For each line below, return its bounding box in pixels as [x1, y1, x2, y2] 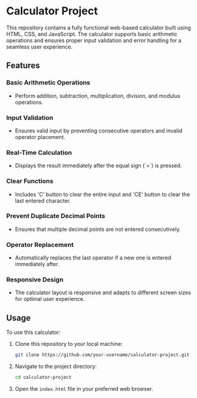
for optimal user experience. [14, 296, 85, 303]
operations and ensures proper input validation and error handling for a [6, 37, 181, 44]
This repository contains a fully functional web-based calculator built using [6, 24, 191, 31]
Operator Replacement [6, 240, 74, 249]
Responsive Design [6, 276, 64, 284]
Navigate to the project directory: [14, 363, 97, 370]
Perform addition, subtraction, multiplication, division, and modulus [14, 92, 181, 99]
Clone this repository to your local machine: [14, 340, 123, 348]
